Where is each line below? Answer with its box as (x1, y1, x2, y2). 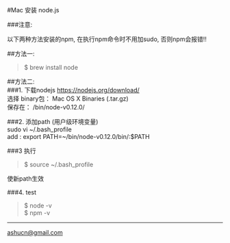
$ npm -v (23, 209, 51, 217)
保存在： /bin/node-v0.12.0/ (7, 103, 86, 111)
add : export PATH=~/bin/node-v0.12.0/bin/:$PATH (7, 133, 150, 140)
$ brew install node (23, 64, 79, 71)
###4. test (7, 188, 36, 196)
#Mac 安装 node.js (7, 6, 60, 14)
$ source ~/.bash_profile (23, 160, 94, 168)
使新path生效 (7, 175, 44, 183)
